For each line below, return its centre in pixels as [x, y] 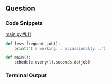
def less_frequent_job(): [33, 44]
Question [20, 8]
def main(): [18, 58]
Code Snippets [24, 23]
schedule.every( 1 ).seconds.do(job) [52, 62]
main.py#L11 [18, 34]
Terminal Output [26, 75]
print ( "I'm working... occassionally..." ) [60, 48]
